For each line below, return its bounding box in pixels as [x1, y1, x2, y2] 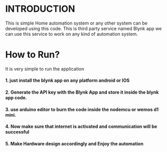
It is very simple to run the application [5, 66, 85, 72]
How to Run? [5, 49, 60, 60]
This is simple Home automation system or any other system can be [5, 20, 148, 26]
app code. [5, 95, 27, 101]
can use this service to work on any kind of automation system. [5, 31, 138, 37]
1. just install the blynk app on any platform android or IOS [5, 77, 130, 83]
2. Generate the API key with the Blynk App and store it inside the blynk [5, 89, 159, 95]
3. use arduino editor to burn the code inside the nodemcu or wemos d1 [5, 106, 159, 113]
